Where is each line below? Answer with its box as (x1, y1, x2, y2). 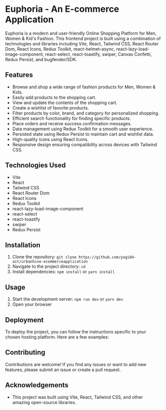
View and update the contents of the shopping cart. (12, 100, 118, 106)
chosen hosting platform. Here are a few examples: (5, 334, 109, 340)
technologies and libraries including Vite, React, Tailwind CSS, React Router (5, 40, 159, 46)
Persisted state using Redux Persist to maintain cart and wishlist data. (12, 131, 154, 137)
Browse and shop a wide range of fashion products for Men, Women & (12, 84, 156, 90)
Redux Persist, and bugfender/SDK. (5, 56, 78, 62)
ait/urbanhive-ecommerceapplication (12, 259, 88, 264)
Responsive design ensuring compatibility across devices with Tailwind (12, 142, 157, 148)
